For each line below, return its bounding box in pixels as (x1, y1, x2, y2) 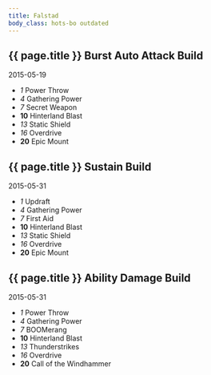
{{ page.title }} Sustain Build (8, 159, 152, 173)
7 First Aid (19, 214, 54, 224)
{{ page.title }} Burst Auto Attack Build (8, 49, 204, 62)
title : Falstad (8, 11, 59, 20)
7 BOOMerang (19, 325, 68, 334)
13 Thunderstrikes (19, 341, 80, 351)
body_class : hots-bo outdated (8, 19, 109, 27)
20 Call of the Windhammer (19, 358, 112, 369)
